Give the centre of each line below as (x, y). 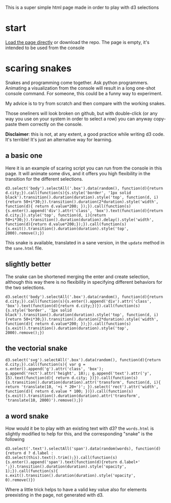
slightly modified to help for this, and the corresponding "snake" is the (79, 434)
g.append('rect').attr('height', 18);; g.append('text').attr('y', (79, 373)
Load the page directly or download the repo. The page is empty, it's (77, 42)
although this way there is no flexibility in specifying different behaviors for (84, 282)
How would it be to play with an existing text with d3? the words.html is (80, 428)
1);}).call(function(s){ (32, 471)
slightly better (28, 264)
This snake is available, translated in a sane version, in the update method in (85, 242)
